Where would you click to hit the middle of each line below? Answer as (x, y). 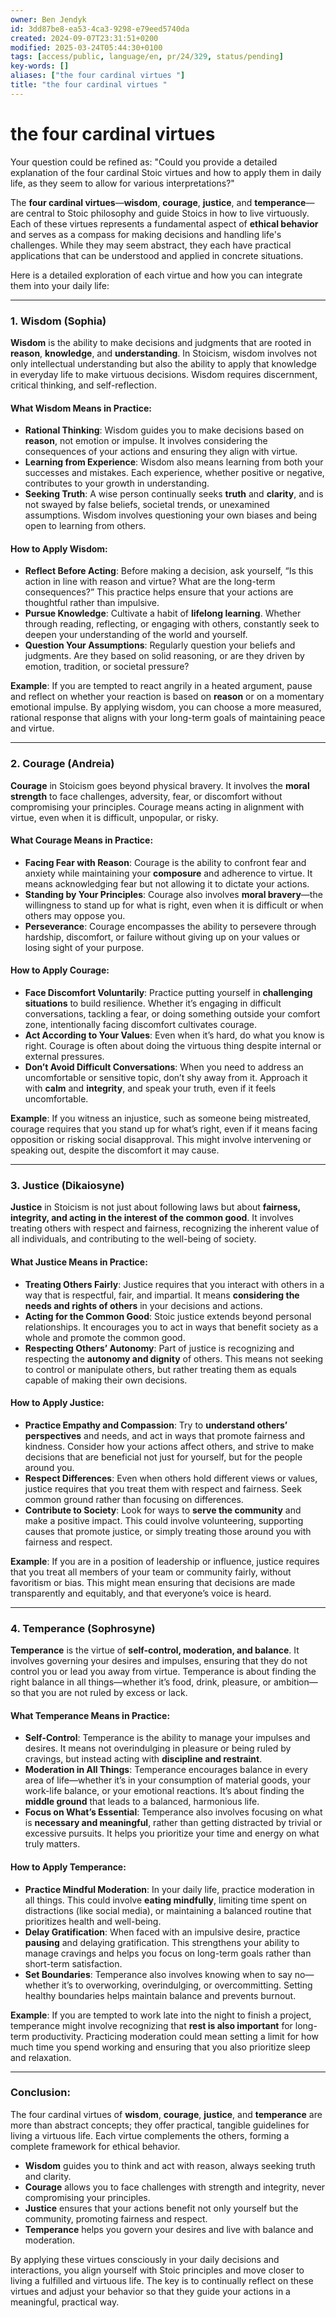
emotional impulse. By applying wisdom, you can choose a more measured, (166, 707)
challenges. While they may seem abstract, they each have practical (151, 245)
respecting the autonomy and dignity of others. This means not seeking (174, 1358)
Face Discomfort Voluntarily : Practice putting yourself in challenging (168, 993)
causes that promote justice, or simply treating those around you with (168, 1531)
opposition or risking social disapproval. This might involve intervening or (161, 1140)
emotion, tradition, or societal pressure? (107, 667)
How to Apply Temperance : (68, 1867)
